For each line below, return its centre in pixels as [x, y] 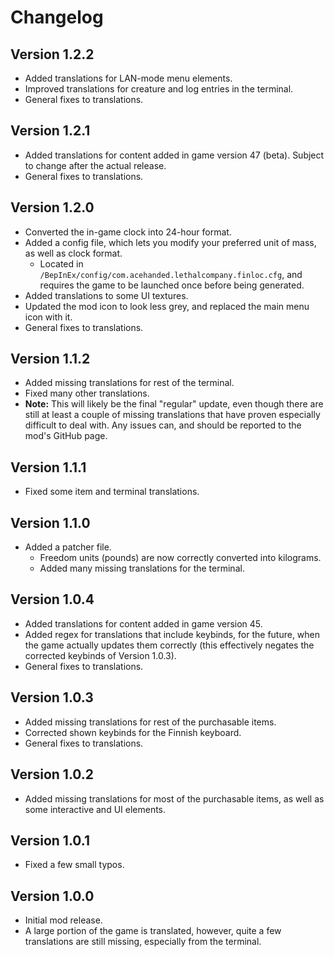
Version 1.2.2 [52, 54]
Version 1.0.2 [52, 774]
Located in [61, 263]
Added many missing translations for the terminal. [142, 568]
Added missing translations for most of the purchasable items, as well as [174, 798]
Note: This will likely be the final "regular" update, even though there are [174, 404]
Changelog [57, 17]
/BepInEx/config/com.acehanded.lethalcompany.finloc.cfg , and [171, 274]
